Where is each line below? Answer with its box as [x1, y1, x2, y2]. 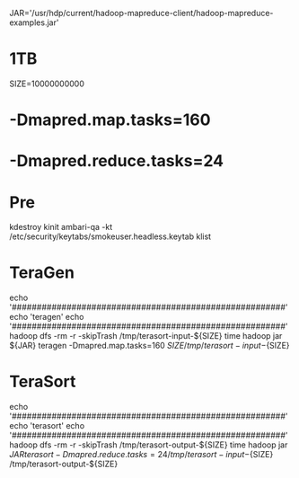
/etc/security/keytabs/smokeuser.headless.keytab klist [9, 231, 212, 242]
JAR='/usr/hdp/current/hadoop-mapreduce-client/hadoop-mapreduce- [9, 8, 274, 18]
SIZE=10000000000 [9, 78, 85, 89]
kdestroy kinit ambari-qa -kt [9, 222, 113, 233]
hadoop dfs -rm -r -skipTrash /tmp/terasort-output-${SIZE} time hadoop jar [9, 439, 288, 450]
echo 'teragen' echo [9, 312, 84, 323]
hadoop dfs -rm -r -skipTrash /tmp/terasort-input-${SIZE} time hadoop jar [9, 331, 283, 341]
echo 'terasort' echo [9, 420, 85, 431]
